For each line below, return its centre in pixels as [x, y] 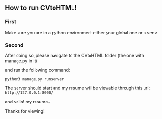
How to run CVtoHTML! [41, 8]
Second [14, 45]
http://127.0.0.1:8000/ [29, 93]
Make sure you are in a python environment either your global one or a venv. [81, 32]
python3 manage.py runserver [35, 79]
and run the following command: [37, 70]
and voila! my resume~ [28, 102]
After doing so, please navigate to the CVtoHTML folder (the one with [75, 55]
